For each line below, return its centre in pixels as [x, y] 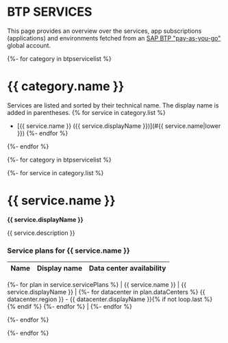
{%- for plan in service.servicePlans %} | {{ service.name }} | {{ [97, 285]
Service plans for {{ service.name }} [68, 251]
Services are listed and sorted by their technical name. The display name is [113, 105]
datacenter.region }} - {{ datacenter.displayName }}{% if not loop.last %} [110, 299]
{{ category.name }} [66, 87]
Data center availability [127, 268]
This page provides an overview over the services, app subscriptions [104, 31]
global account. [29, 45]
